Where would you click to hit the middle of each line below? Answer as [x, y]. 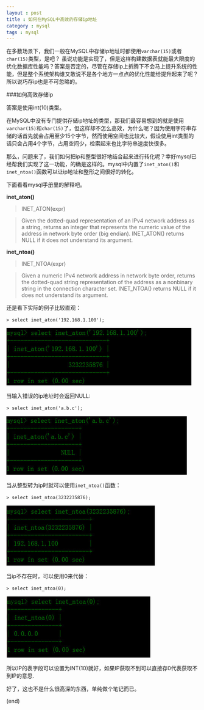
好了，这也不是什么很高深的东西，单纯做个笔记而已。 [73, 689]
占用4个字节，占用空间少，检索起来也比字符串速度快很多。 [96, 144]
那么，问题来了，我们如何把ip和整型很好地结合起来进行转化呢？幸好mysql [99, 156]
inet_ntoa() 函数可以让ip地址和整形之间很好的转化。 [72, 172]
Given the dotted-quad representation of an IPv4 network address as [108, 221]
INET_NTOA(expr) [44, 264]
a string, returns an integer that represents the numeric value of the [106, 227]
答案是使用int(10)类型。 [36, 108]
